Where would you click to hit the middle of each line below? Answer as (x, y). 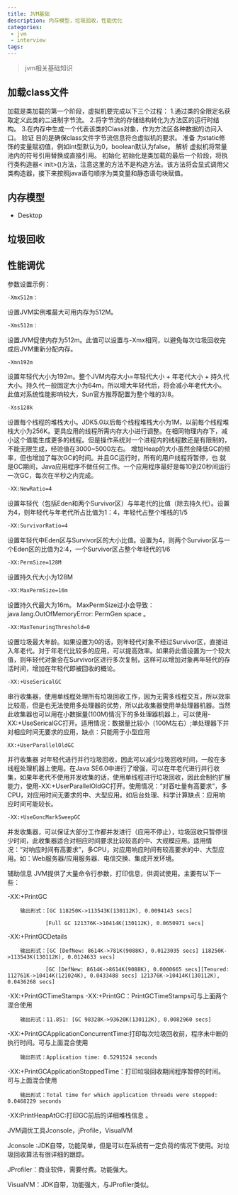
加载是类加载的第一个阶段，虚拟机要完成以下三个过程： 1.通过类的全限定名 (116, 111)
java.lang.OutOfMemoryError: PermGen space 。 (79, 613)
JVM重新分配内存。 (48, 349)
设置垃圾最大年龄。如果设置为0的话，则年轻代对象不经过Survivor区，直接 (115, 642)
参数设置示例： (29, 284)
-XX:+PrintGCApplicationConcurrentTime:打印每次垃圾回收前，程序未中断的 (118, 1034)
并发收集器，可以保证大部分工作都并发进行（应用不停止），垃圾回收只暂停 (114, 832)
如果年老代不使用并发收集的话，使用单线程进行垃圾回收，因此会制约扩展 (125, 777)
